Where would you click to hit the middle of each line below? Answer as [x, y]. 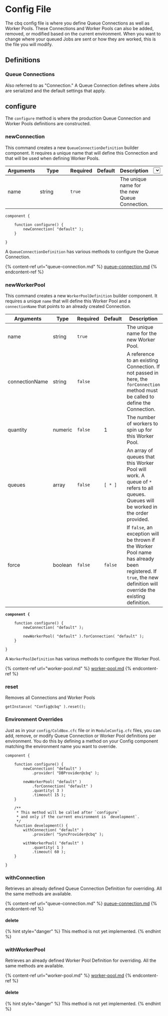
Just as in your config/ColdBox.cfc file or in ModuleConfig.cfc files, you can [83, 730]
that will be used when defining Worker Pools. [52, 158]
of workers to [142, 424]
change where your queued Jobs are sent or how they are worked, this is [80, 39]
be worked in [142, 507]
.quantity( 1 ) [48, 847]
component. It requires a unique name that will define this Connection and [81, 153]
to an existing [142, 361]
